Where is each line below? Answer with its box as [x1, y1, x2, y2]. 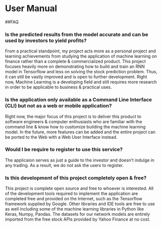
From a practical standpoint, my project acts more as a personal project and [5, 48, 156, 54]
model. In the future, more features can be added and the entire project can [5, 129, 156, 135]
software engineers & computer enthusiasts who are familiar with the [5, 118, 143, 124]
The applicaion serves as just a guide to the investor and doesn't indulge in [5, 157, 155, 163]
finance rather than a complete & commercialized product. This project [5, 59, 146, 65]
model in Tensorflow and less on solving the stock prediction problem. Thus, [5, 69, 158, 75]
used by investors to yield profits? [5, 37, 87, 44]
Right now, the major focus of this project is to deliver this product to [5, 113, 142, 119]
